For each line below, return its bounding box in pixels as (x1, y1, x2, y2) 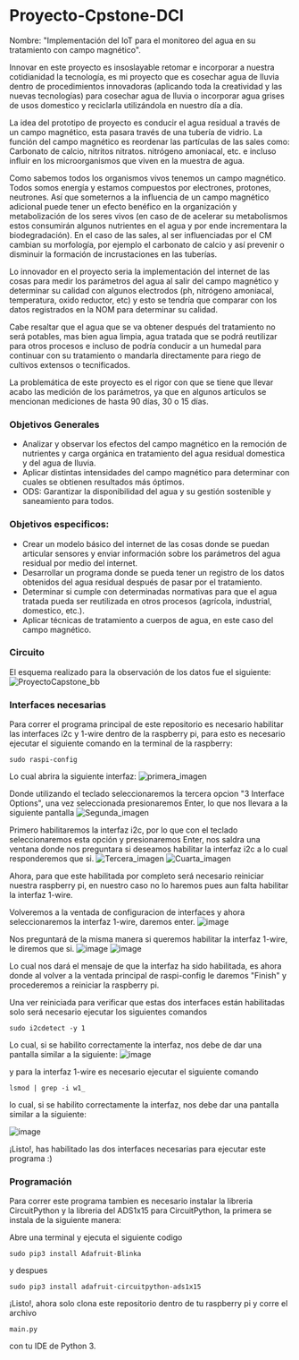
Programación (9, 1176, 72, 1188)
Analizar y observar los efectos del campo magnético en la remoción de (21, 439, 287, 449)
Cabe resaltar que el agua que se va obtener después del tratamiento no (9, 321, 277, 332)
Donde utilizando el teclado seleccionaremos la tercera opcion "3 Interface (9, 789, 285, 800)
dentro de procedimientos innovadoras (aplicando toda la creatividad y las (9, 81, 283, 91)
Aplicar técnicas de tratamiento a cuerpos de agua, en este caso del (21, 614, 274, 625)
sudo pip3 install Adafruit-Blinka (9, 1250, 142, 1259)
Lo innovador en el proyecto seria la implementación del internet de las (9, 266, 270, 277)
